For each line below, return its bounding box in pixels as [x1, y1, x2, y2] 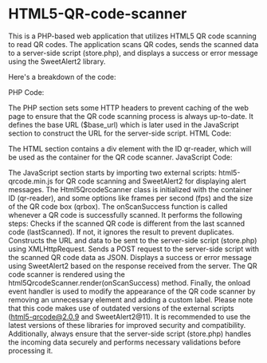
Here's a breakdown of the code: [8, 72, 117, 81]
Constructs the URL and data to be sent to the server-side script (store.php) [8, 235, 257, 245]
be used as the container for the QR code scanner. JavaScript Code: [8, 152, 233, 162]
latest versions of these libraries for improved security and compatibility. [8, 320, 246, 329]
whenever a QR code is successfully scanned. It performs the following [8, 210, 243, 219]
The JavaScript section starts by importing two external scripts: [8, 168, 218, 177]
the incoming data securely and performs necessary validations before [8, 337, 241, 347]
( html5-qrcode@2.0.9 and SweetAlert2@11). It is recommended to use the [8, 312, 251, 322]
